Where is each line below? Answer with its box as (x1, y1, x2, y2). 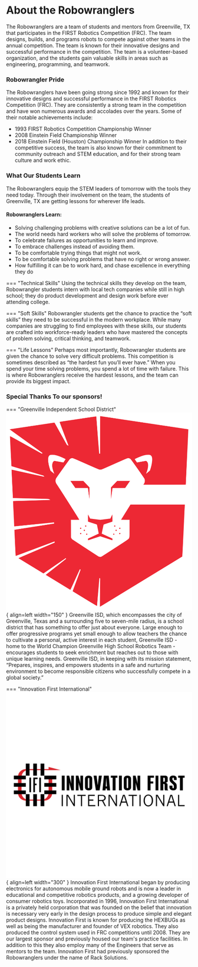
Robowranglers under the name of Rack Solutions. (6, 954, 128, 961)
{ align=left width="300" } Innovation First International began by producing (6, 878, 190, 886)
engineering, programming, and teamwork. (6, 60, 110, 68)
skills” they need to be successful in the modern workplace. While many (6, 316, 181, 323)
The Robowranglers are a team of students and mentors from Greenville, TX (6, 23, 190, 30)
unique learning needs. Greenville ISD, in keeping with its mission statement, (6, 655, 192, 662)
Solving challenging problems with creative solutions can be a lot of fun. (14, 224, 190, 231)
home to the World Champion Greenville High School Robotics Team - (6, 642, 176, 649)
